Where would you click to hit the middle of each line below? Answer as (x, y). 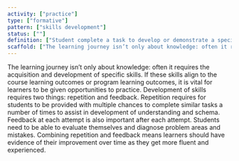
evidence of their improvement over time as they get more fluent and (108, 142)
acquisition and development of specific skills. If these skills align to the (112, 74)
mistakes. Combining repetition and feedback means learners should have (116, 135)
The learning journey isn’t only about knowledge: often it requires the (108, 67)
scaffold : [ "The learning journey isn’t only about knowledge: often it (117, 47)
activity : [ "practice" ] (43, 14)
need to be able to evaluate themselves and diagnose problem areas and (114, 127)
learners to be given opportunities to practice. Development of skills (107, 90)
